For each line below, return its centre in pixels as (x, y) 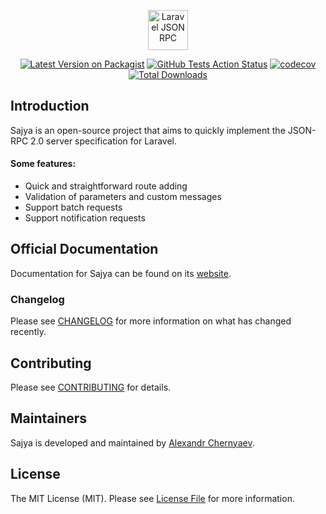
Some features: (43, 164)
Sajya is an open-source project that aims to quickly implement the (148, 130)
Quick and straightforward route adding (106, 186)
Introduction (50, 106)
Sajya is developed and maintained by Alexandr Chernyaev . (132, 442)
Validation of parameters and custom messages (123, 197)
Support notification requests (85, 218)
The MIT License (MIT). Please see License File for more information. (152, 498)
